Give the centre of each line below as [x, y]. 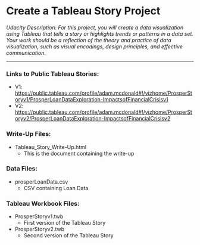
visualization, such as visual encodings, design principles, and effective [94, 46]
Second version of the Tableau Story [69, 235]
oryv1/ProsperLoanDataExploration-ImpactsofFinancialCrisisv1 [91, 100]
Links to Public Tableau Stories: [53, 74]
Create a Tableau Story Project [83, 11]
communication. [26, 52]
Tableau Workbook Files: [43, 203]
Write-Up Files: [29, 134]
